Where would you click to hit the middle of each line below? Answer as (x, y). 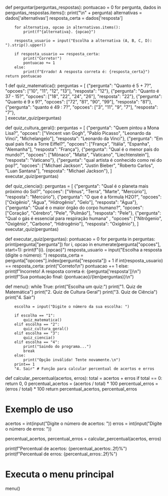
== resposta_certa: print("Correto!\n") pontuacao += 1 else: (67, 266)
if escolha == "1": (35, 315)
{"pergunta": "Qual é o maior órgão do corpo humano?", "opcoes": (74, 208)
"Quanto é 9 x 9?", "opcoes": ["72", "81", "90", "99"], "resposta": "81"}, (79, 102)
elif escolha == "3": (37, 333)
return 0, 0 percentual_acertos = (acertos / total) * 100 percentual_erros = (82, 383)
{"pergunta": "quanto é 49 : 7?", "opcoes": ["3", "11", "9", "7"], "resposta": (82, 107)
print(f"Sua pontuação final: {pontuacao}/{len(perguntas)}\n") (70, 277)
